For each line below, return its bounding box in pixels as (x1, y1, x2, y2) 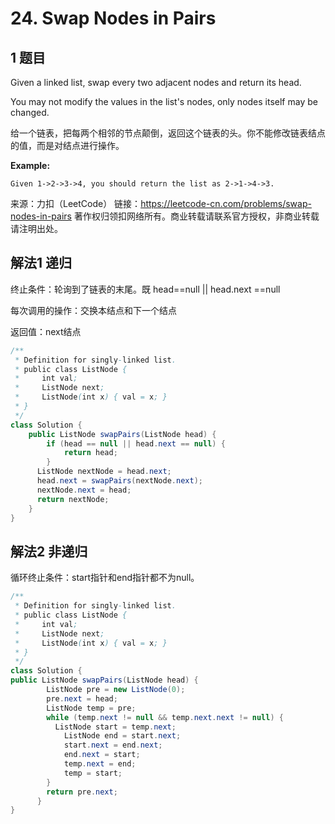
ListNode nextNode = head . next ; (36, 467, 172, 477)
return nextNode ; (36, 494, 110, 504)
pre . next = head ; (46, 693, 118, 704)
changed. (10, 107, 50, 118)
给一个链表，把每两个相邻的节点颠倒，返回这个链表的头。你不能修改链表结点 (10, 127, 326, 139)
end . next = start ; (63, 750, 141, 760)
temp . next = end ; (63, 759, 137, 769)
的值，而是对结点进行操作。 (10, 140, 125, 151)
